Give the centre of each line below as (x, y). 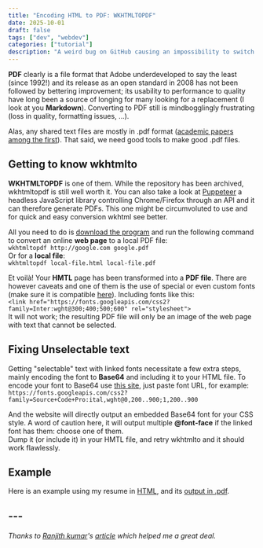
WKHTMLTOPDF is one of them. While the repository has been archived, (126, 183)
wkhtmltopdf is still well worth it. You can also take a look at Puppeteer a (125, 191)
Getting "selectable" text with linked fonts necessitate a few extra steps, (125, 368)
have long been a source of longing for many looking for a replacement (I (126, 99)
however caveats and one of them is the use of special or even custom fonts (132, 286)
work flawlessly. (34, 447)
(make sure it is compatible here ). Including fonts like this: (101, 294)
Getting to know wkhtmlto (73, 165)
